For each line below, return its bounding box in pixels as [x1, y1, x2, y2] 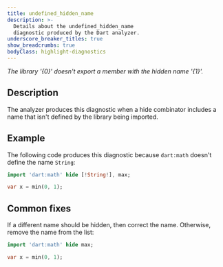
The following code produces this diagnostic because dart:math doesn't [7, 150, 212, 159]
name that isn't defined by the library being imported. [7, 113, 158, 121]
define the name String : [7, 158, 76, 166]
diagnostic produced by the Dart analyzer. [13, 29, 140, 36]
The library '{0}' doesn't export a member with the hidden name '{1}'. [7, 67, 204, 76]
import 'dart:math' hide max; [7, 242, 94, 248]
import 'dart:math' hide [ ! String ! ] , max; [7, 171, 131, 178]
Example [7, 132, 45, 144]
